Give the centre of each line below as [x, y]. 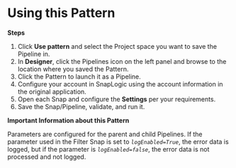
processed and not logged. [47, 157]
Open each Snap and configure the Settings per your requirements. [117, 99]
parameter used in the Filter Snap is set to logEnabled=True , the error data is [118, 141]
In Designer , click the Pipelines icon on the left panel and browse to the [122, 61]
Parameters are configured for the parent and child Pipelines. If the [105, 134]
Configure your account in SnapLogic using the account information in [120, 84]
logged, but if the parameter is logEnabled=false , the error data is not [108, 149]
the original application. [52, 91]
